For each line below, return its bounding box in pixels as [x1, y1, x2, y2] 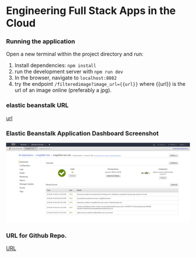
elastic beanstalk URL [6, 101, 69, 109]
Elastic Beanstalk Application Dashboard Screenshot [6, 129, 159, 137]
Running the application [6, 37, 75, 46]
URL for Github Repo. [6, 231, 67, 239]
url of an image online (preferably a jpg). [14, 86, 112, 94]
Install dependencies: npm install [14, 62, 96, 69]
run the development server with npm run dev [14, 68, 124, 75]
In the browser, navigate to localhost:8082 [14, 74, 117, 81]
